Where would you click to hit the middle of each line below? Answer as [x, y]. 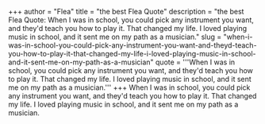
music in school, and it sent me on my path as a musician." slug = [115, 37]
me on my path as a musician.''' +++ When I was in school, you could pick [129, 87]
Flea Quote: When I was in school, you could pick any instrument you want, [131, 20]
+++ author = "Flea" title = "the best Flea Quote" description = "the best [126, 12]
